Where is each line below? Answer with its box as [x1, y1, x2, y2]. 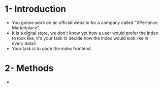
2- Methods [4, 63, 54, 74]
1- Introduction [4, 3, 66, 15]
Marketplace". [11, 24, 40, 30]
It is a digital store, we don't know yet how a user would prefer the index [11, 30, 159, 36]
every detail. [11, 40, 37, 46]
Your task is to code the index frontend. [11, 45, 92, 51]
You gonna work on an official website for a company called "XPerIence [11, 20, 158, 25]
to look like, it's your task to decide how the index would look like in [11, 35, 149, 41]
